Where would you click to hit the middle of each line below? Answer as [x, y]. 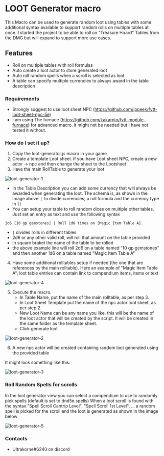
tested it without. [29, 130]
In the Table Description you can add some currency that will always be [84, 188]
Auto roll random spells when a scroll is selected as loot [68, 75]
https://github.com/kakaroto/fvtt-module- [104, 120]
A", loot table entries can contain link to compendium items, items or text [85, 273]
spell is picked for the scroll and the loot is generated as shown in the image [82, 411]
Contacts [16, 438]
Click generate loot [38, 329]
